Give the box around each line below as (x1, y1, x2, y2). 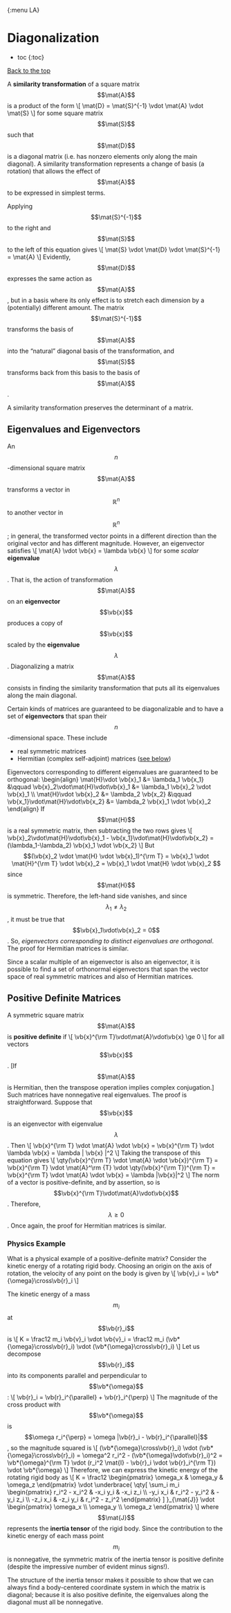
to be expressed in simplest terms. (7, 189, 106, 197)
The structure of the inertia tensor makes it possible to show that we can (7, 1576, 214, 1584)
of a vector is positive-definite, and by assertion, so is (7, 1178, 160, 1186)
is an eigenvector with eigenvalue (7, 1119, 103, 1128)
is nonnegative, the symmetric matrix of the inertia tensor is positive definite (7, 1555, 224, 1563)
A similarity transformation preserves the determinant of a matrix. (7, 403, 194, 412)
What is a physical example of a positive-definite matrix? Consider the (7, 1254, 207, 1262)
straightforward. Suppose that (7, 1098, 93, 1106)
